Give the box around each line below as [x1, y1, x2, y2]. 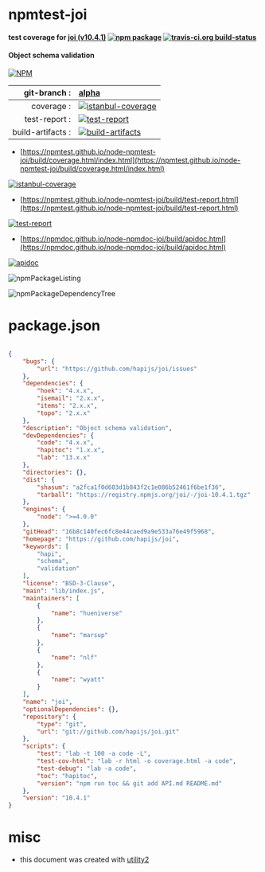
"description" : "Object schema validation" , [22, 424, 173, 432]
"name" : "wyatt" [50, 675, 105, 684]
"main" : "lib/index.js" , [22, 587, 105, 595]
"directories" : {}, [22, 468, 88, 476]
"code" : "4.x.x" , [37, 439, 94, 447]
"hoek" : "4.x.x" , [37, 387, 94, 395]
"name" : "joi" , [22, 698, 73, 706]
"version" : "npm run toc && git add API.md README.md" [37, 779, 223, 788]
